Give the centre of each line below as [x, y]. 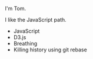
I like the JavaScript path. [36, 20]
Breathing [25, 44]
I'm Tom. [16, 8]
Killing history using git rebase [50, 50]
